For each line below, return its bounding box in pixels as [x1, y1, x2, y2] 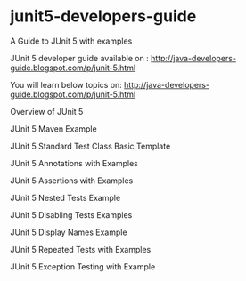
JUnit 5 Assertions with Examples [10, 175, 134, 186]
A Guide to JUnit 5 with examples [10, 36, 133, 46]
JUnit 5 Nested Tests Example [10, 192, 121, 203]
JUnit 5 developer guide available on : [10, 52, 150, 63]
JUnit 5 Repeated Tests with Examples [10, 244, 152, 254]
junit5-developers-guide [10, 6, 197, 27]
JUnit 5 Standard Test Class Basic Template [10, 140, 171, 151]
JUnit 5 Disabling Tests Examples [10, 209, 133, 220]
